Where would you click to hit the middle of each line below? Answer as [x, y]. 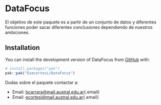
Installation [22, 48]
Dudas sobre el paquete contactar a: [42, 82]
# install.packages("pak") [32, 68]
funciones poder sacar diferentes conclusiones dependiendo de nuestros [79, 27]
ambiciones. [17, 32]
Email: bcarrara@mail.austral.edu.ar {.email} [56, 92]
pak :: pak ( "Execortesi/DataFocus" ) [40, 73]
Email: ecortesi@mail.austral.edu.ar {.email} [55, 97]
